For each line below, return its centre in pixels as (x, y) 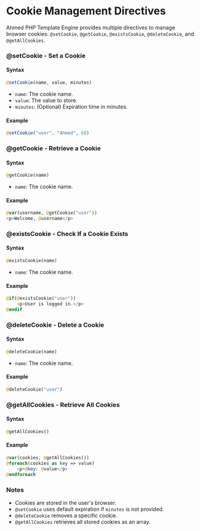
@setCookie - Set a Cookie (46, 56)
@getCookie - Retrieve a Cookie (54, 148)
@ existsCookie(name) (32, 261)
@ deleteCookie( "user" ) (34, 389)
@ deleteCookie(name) (32, 352)
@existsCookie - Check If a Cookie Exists (67, 234)
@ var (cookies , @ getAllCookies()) (48, 458)
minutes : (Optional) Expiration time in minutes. (71, 106)
